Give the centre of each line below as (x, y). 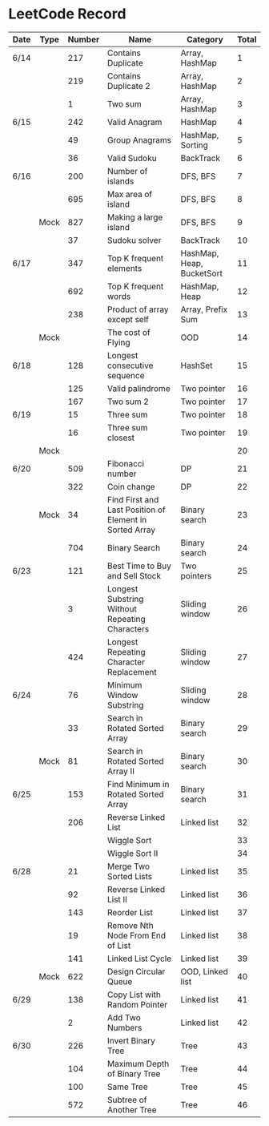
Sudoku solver (134, 240)
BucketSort (201, 273)
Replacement (132, 672)
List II (117, 899)
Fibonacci (126, 463)
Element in (127, 519)
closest (120, 438)
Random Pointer (137, 1004)
